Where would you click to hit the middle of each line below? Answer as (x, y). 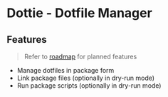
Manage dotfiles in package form (65, 70)
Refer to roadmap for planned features (80, 56)
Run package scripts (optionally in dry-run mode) (89, 86)
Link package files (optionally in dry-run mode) (85, 78)
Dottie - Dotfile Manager (79, 13)
